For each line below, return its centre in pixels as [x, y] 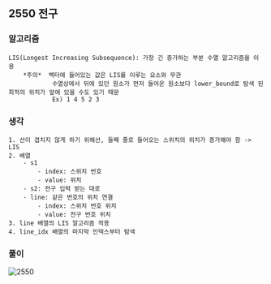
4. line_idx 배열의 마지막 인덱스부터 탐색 [72, 232]
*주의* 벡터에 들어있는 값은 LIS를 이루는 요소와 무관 [102, 75]
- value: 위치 [60, 180]
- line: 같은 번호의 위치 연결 [68, 197]
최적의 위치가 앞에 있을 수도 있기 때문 [64, 92]
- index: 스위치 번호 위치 [77, 206]
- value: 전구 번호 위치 [74, 214]
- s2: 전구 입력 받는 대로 [62, 188]
